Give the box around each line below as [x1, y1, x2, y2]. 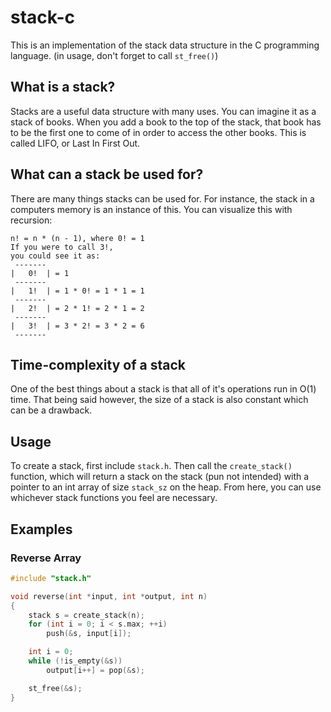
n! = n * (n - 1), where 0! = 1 [10, 233, 145, 243]
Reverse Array [10, 551, 82, 565]
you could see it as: [10, 251, 101, 261]
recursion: [10, 214, 53, 226]
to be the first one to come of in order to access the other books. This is [10, 126, 307, 138]
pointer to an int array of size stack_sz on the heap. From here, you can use [10, 481, 322, 493]
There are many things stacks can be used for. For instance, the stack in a [10, 192, 315, 205]
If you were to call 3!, [10, 242, 114, 252]
